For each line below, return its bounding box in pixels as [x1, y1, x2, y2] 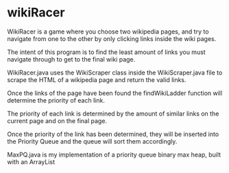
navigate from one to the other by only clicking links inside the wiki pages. [7, 34, 217, 42]
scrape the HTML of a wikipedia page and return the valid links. [7, 75, 186, 83]
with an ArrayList [7, 157, 56, 165]
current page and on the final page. [7, 116, 108, 124]
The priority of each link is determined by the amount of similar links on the [7, 109, 219, 118]
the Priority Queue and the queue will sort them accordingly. [7, 137, 178, 145]
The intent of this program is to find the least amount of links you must [7, 48, 206, 56]
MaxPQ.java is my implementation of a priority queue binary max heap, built [7, 150, 221, 159]
